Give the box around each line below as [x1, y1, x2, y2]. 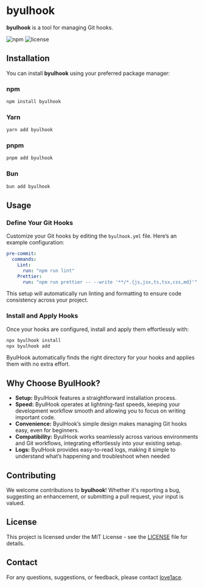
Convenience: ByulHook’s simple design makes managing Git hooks [15, 420, 187, 427]
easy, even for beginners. [15, 427, 79, 434]
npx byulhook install [6, 337, 62, 343]
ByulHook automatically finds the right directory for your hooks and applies [6, 354, 195, 361]
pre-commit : [6, 251, 37, 257]
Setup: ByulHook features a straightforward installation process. [15, 394, 177, 402]
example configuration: [6, 239, 65, 246]
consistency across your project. [6, 296, 88, 304]
